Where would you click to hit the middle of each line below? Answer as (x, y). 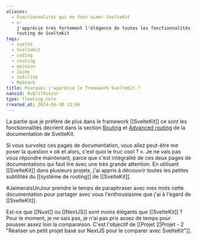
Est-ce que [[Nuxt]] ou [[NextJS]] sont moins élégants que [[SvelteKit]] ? (94, 212)
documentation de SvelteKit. (41, 134)
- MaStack (23, 83)
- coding (22, 55)
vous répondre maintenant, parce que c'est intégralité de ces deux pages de (99, 158)
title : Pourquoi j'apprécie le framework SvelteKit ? (74, 88)
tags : (13, 39)
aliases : (17, 11)
